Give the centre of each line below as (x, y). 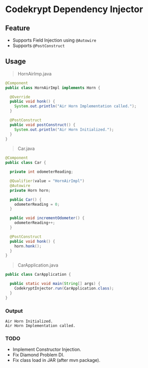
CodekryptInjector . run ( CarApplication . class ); (64, 288)
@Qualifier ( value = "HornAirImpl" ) (47, 181)
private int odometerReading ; (41, 172)
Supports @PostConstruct (39, 46)
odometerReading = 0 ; (37, 204)
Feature (18, 28)
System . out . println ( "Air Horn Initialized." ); (64, 130)
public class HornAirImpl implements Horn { (53, 88)
